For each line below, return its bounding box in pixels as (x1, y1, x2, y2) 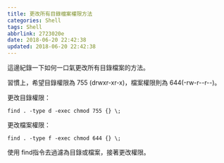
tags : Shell (7, 23, 42, 30)
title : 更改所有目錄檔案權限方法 (7, 10, 93, 18)
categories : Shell (7, 17, 61, 24)
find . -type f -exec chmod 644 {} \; (7, 135, 121, 142)
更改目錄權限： (7, 93, 51, 102)
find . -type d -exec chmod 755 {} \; (7, 107, 121, 114)
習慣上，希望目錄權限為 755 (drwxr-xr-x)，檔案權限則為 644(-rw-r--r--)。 (7, 78, 221, 87)
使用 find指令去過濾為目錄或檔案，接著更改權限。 (7, 148, 150, 156)
